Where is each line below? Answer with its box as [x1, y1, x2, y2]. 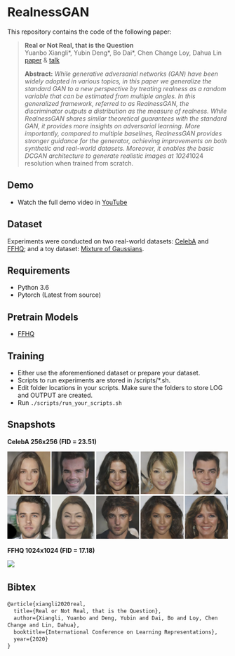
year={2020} [13, 636, 49, 643]
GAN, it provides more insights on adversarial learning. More [24, 121, 201, 130]
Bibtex [7, 581, 36, 593]
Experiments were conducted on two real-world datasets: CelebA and [7, 236, 209, 246]
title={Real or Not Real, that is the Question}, [13, 608, 161, 615]
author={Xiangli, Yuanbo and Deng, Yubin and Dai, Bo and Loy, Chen [13, 615, 218, 622]
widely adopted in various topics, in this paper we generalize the [24, 76, 212, 85]
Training [7, 350, 45, 362]
